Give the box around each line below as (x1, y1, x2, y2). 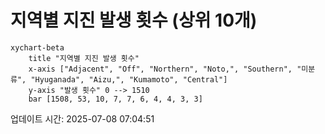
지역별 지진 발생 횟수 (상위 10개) (10, 9, 258, 32)
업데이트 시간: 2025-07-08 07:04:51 (10, 112, 155, 125)
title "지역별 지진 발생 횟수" (28, 53, 140, 63)
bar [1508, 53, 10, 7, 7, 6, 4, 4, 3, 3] (28, 94, 203, 104)
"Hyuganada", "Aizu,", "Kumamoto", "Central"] (30, 74, 228, 85)
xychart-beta (10, 42, 65, 53)
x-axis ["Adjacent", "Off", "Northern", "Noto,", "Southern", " (28, 64, 302, 74)
